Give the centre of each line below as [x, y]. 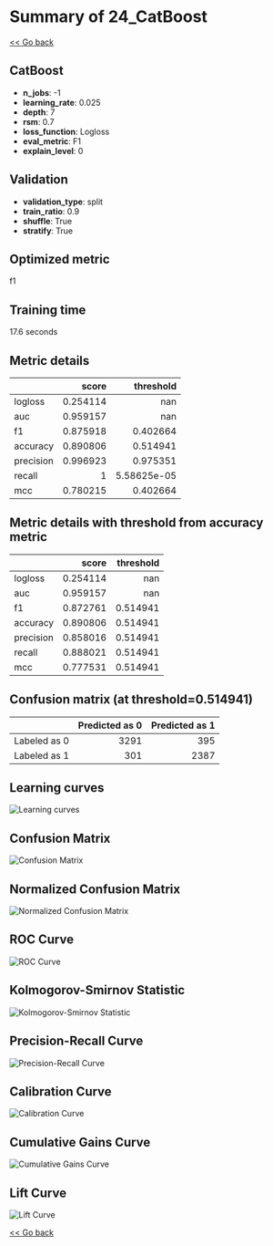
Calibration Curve [61, 1091]
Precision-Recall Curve [76, 1041]
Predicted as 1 [183, 725]
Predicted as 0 [110, 725]
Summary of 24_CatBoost [108, 17]
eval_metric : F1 [52, 141]
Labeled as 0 [42, 741]
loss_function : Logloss [66, 131]
